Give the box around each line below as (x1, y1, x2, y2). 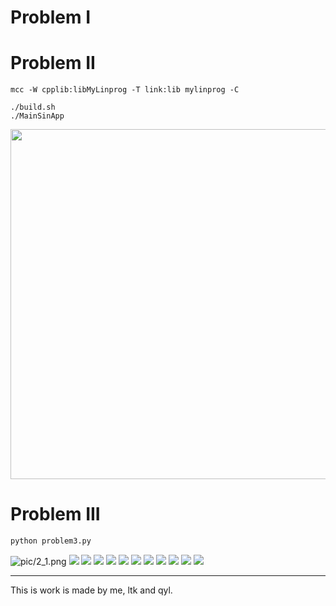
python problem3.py (10, 536, 92, 546)
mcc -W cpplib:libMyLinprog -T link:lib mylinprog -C (10, 85, 240, 95)
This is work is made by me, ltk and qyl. (10, 584, 173, 596)
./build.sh (10, 102, 56, 113)
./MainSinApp (10, 111, 65, 121)
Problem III (10, 503, 101, 526)
